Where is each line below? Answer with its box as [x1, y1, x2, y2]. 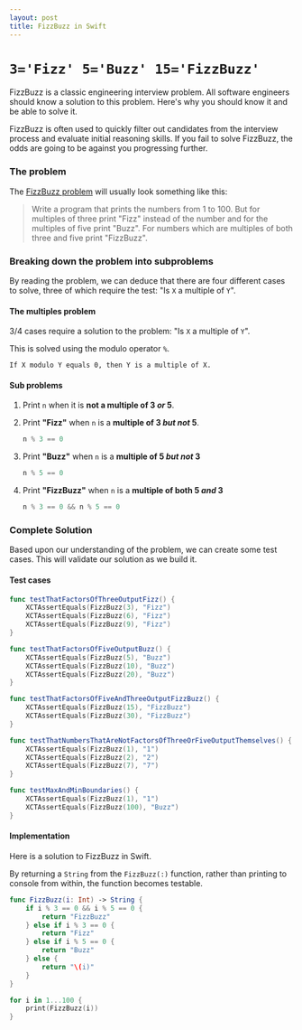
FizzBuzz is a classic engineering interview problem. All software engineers [9, 87, 290, 98]
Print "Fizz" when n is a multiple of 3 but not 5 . [22, 417, 200, 428]
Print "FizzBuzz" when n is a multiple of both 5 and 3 [22, 485, 224, 496]
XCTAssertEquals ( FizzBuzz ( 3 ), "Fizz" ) [25, 603, 171, 613]
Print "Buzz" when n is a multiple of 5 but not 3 [22, 451, 201, 462]
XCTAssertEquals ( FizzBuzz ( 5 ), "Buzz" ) [25, 652, 171, 662]
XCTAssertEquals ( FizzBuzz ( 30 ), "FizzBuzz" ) [25, 711, 192, 721]
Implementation [9, 830, 70, 841]
